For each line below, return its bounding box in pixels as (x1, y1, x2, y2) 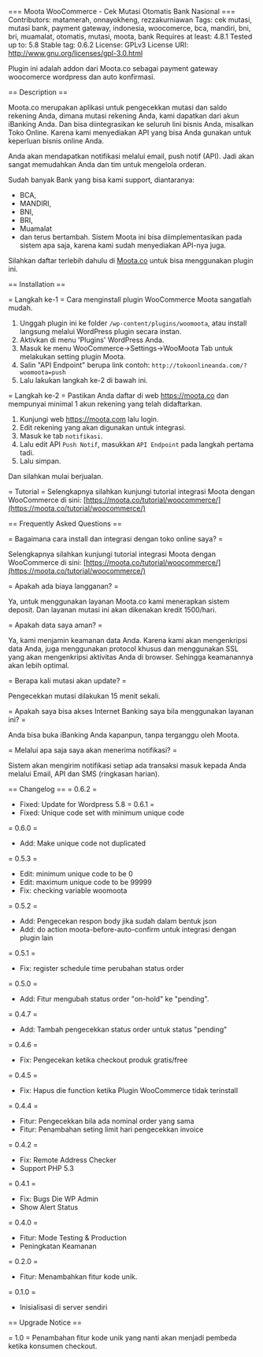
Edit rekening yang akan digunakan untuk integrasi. (19, 423, 187, 432)
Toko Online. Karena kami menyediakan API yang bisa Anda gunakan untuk (8, 128, 252, 137)
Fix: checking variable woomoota (19, 886, 128, 895)
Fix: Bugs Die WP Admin (19, 1194, 98, 1203)
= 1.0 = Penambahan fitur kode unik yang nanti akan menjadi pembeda (8, 1333, 237, 1342)
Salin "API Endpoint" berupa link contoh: (19, 360, 150, 370)
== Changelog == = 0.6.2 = (8, 784, 97, 794)
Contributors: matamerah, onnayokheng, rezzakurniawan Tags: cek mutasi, (8, 15, 252, 24)
